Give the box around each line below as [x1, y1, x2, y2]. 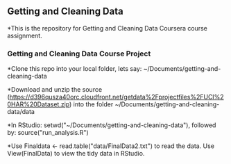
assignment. [7, 31, 43, 40]
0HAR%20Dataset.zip [7, 100, 70, 108]
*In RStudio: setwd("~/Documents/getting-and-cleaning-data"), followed [7, 121, 216, 129]
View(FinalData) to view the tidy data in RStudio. [7, 149, 145, 158]
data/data [7, 108, 35, 116]
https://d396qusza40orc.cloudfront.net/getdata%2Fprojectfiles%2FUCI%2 [9, 93, 224, 101]
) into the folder [69, 100, 114, 108]
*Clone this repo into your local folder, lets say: [7, 65, 142, 73]
